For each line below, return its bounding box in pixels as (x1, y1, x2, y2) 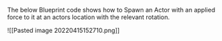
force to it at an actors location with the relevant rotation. (7, 13, 171, 21)
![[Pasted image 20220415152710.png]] (7, 27, 120, 34)
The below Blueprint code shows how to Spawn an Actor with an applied (7, 6, 216, 14)
